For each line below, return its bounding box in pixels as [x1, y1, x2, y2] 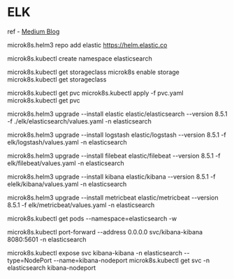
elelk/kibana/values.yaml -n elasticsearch [7, 179, 127, 188]
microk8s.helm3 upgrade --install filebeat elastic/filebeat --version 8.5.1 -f [7, 151, 221, 160]
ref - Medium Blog [7, 27, 60, 36]
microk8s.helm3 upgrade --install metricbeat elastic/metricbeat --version [7, 193, 219, 202]
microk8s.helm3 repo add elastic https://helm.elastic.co [7, 40, 168, 49]
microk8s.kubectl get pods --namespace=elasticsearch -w [7, 214, 177, 223]
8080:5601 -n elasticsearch [7, 235, 87, 243]
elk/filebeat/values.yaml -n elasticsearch [7, 158, 124, 167]
